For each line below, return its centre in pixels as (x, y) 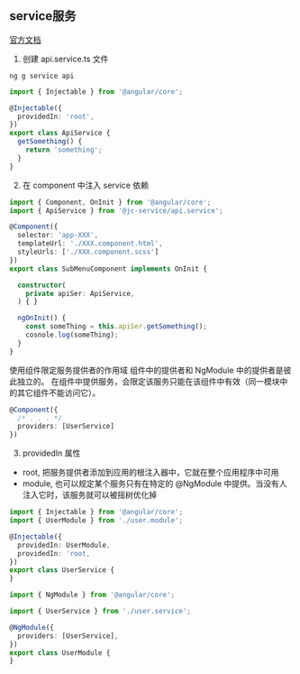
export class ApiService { (60, 134)
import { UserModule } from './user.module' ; (96, 521)
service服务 (43, 16)
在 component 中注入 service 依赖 (85, 185)
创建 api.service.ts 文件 (65, 59)
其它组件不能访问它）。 (59, 392)
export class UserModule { (60, 652)
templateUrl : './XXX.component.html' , (91, 244)
